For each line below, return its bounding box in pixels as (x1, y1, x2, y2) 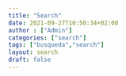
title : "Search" (8, 11, 62, 20)
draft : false (8, 56, 52, 64)
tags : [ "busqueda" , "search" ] (8, 41, 105, 49)
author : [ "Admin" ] (8, 26, 73, 34)
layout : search (8, 48, 59, 56)
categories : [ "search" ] (8, 33, 87, 42)
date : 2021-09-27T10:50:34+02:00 (8, 19, 119, 27)
